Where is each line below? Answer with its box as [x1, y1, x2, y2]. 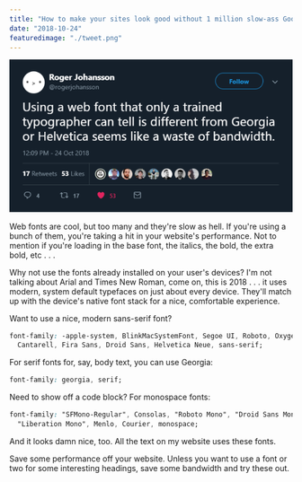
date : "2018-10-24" [9, 23, 83, 33]
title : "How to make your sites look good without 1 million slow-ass [9, 14, 280, 23]
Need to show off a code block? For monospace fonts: [9, 391, 211, 403]
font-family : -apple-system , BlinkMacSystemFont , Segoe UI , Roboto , [9, 331, 271, 340]
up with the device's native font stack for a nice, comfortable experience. [9, 295, 280, 306]
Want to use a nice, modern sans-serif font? [9, 312, 173, 323]
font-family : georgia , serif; [9, 375, 123, 385]
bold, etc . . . [9, 250, 56, 260]
